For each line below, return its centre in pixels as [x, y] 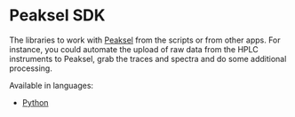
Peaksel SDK [57, 16]
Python [35, 102]
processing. [31, 68]
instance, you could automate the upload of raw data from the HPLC [134, 49]
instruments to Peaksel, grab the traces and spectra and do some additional [148, 58]
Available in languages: [52, 85]
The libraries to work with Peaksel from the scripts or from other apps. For [145, 40]
